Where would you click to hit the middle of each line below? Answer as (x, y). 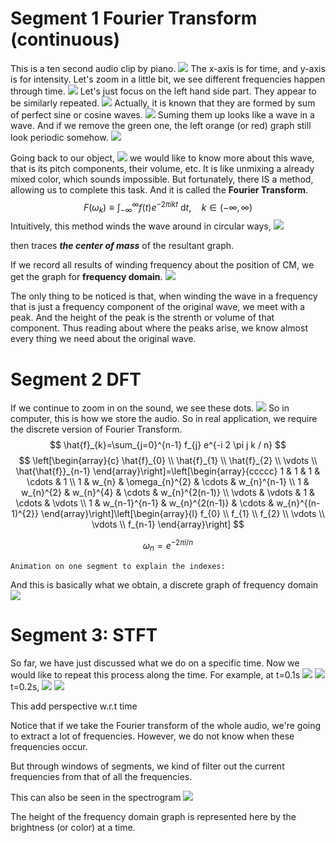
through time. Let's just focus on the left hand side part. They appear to (163, 91)
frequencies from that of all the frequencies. (101, 776)
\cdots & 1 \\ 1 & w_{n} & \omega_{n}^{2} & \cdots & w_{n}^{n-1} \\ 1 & (168, 482)
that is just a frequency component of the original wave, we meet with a (158, 307)
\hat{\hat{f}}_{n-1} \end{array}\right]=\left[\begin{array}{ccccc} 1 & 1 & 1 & (168, 471)
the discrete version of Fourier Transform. (96, 429)
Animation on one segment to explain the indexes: (118, 566)
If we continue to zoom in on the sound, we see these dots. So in (150, 408)
